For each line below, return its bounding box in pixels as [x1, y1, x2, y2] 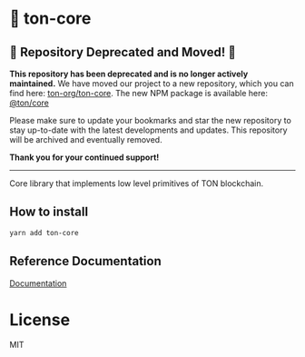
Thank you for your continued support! [9, 152, 160, 163]
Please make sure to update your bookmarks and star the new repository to [9, 115, 292, 125]
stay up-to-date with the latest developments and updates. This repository [9, 124, 288, 135]
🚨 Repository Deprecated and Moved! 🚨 [9, 45, 236, 60]
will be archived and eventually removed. [9, 134, 162, 144]
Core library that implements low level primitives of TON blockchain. [9, 178, 264, 189]
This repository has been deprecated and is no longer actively [9, 68, 249, 79]
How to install [9, 204, 89, 220]
